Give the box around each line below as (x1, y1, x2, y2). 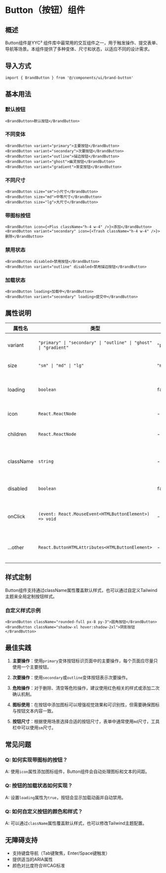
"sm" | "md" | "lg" (38, 362, 84, 368)
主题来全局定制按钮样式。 (5, 593, 57, 599)
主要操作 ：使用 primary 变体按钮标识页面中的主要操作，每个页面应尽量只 (12, 658, 158, 664)
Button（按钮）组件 (5, 4, 85, 16)
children (7, 431, 27, 437)
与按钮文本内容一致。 (12, 708, 56, 714)
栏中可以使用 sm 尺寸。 (12, 725, 56, 730)
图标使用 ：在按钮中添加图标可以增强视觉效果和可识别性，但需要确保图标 (12, 701, 160, 708)
